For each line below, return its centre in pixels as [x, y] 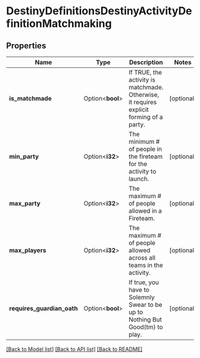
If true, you [144, 282]
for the [138, 164]
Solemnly [142, 297]
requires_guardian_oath [44, 308]
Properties [26, 46]
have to [139, 290]
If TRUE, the [146, 72]
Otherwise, [144, 95]
